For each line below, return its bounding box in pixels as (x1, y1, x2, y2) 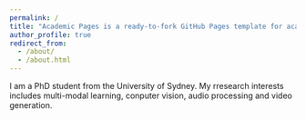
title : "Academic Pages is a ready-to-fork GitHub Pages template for (9, 22, 283, 31)
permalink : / (9, 13, 59, 23)
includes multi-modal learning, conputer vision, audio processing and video (9, 90, 293, 101)
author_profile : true (9, 30, 92, 39)
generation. (9, 100, 53, 110)
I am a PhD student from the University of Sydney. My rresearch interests (9, 81, 284, 91)
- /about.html (17, 55, 71, 65)
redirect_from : (9, 38, 67, 48)
